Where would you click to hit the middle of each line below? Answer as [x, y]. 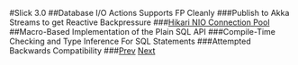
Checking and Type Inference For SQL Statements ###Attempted [131, 41]
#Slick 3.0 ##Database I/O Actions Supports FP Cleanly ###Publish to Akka [149, 13]
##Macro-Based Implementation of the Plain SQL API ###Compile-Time [143, 32]
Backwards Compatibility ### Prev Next [82, 51]
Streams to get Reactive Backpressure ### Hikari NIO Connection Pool [140, 22]
